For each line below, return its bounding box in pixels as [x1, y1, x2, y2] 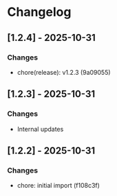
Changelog [7, 4, 72, 20]
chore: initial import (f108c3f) [17, 181, 100, 190]
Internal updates [17, 125, 64, 133]
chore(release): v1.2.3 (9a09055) [17, 68, 111, 76]
